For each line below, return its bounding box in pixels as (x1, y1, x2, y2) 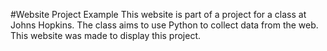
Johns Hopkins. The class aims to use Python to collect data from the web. (10, 19, 319, 31)
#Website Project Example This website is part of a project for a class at (10, 9, 307, 20)
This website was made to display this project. (10, 30, 202, 41)
